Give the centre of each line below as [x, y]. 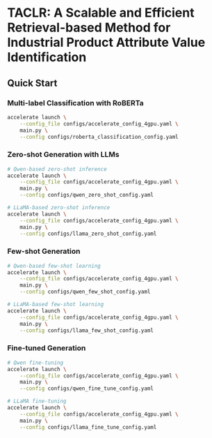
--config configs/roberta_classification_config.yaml [99, 137]
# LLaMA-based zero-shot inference [59, 208]
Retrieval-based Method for [89, 28]
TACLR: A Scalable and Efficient [101, 13]
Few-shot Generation [44, 251]
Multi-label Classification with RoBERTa [75, 103]
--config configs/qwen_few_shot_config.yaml [85, 292]
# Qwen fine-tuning [35, 363]
